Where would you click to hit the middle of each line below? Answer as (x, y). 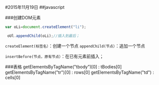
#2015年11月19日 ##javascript (35, 7)
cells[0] (13, 77)
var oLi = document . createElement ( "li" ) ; (46, 27)
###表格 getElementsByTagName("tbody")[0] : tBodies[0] (64, 67)
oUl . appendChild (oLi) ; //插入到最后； (43, 36)
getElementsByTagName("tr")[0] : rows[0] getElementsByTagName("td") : (79, 72)
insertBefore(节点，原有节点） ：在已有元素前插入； (55, 56)
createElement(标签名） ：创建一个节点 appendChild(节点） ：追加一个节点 (75, 46)
